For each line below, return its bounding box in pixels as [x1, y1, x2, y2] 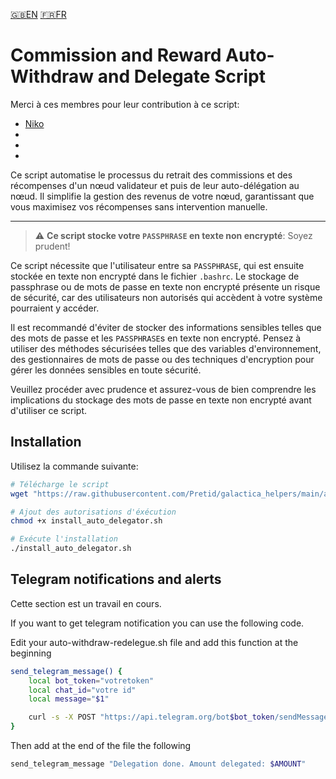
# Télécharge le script [10, 479, 110, 489]
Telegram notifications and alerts [10, 571, 222, 588]
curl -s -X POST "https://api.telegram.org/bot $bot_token [28, 712, 275, 723]
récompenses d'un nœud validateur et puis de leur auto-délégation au [10, 179, 300, 191]
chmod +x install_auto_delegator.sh [10, 516, 163, 526]
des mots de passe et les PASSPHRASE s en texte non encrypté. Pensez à [10, 332, 302, 344]
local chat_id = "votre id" [28, 685, 137, 695]
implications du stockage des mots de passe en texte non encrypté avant [10, 394, 312, 406]
